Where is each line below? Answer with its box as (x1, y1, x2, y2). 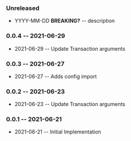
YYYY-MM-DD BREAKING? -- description (14, 17, 115, 24)
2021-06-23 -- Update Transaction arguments (14, 101, 125, 108)
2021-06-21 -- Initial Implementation (14, 128, 101, 135)
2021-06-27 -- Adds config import (14, 73, 97, 80)
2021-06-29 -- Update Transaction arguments (14, 45, 126, 52)
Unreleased (6, 4, 40, 12)
